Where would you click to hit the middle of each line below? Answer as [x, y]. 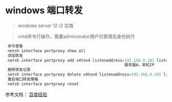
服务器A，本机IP [139, 65]
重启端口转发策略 [23, 80]
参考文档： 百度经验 [26, 94]
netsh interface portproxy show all [47, 51]
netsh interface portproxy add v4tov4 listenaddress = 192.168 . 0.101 [81, 60]
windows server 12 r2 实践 [46, 25]
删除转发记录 [19, 70]
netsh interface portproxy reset [43, 84]
